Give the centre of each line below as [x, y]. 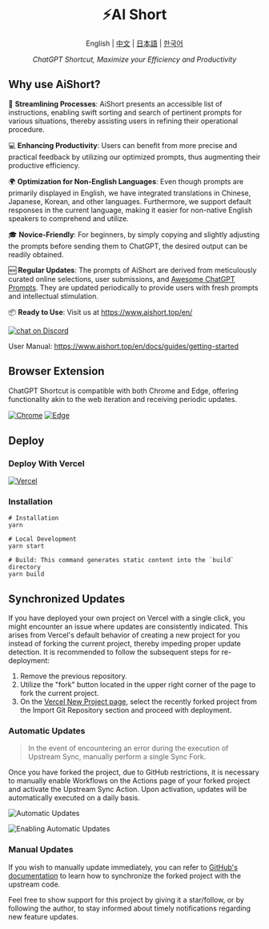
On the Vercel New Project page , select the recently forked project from [139, 702]
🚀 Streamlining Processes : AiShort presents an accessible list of [115, 103]
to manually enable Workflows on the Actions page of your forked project [129, 781]
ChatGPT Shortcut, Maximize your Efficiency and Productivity [134, 59]
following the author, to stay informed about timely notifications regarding [129, 908]
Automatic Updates [47, 730]
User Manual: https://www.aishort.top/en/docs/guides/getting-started [123, 346]
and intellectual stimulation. [53, 296]
